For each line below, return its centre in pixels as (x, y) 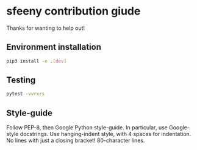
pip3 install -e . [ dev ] (37, 61)
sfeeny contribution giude (73, 11)
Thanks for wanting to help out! (46, 28)
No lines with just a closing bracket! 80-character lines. (76, 140)
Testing (21, 80)
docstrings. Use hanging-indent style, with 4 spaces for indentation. (106, 134)
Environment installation (54, 47)
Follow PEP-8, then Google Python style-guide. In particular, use (87, 128)
